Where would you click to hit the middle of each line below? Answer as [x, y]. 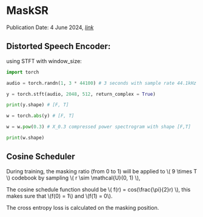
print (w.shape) [25, 138]
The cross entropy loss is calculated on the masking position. [83, 207]
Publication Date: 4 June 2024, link [50, 27]
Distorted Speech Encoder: [58, 46]
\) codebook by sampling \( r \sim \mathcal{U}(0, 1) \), [73, 178]
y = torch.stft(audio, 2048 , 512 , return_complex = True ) [81, 94]
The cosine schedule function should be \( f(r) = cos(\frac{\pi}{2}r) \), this [98, 189]
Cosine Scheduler [41, 157]
